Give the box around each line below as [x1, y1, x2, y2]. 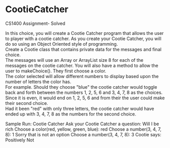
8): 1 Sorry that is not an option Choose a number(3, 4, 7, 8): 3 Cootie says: [5, 131, 161, 137]
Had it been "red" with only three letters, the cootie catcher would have [5, 105, 155, 112]
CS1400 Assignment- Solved [5, 20, 65, 26]
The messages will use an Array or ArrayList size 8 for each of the [5, 57, 144, 63]
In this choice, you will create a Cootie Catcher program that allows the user [5, 30, 164, 36]
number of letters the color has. [5, 79, 72, 85]
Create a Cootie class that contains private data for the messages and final [5, 46, 161, 52]
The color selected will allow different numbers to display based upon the [5, 73, 159, 79]
